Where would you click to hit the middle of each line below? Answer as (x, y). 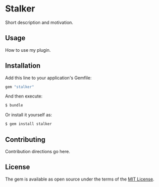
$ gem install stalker (28, 124)
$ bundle (14, 105)
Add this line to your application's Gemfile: (48, 78)
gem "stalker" (20, 87)
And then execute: (24, 96)
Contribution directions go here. (38, 151)
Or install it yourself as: (28, 115)
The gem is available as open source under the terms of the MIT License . (80, 179)
